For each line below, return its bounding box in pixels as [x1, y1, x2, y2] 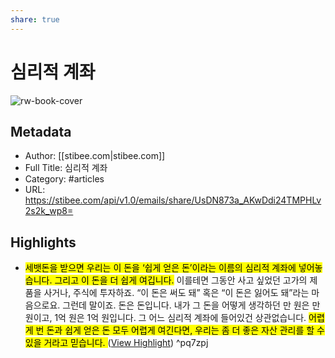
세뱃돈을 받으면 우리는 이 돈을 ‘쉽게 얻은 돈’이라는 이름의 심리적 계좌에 [24, 262, 297, 274]
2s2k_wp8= [24, 205, 74, 217]
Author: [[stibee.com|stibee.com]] [24, 150, 166, 162]
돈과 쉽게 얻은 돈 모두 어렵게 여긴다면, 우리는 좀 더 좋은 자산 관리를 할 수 [46, 324, 325, 336]
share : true [10, 14, 60, 25]
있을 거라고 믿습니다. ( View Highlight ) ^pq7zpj [24, 337, 209, 349]
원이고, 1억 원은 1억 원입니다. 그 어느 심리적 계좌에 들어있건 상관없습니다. [24, 312, 307, 324]
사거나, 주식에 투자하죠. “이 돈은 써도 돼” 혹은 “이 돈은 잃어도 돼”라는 [43, 287, 310, 299]
